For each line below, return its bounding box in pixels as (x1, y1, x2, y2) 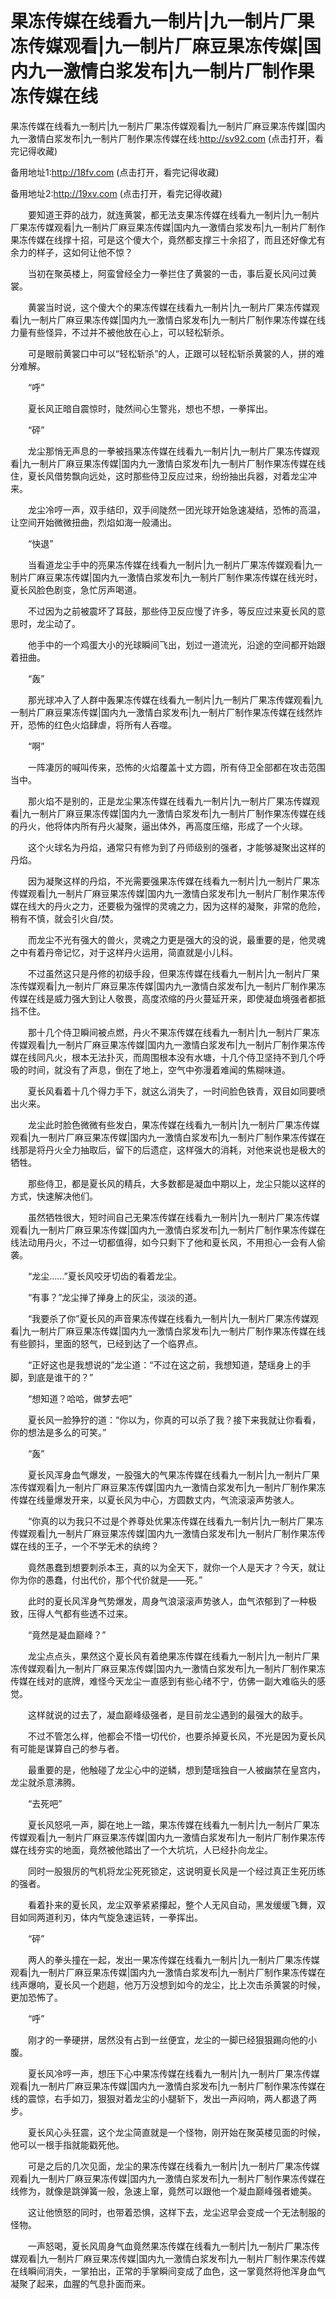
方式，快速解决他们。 (10, 1190, 98, 1202)
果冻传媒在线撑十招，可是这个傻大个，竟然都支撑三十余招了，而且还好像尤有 (10, 233, 326, 246)
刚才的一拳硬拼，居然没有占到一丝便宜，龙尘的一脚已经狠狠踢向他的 (27, 2033, 308, 2046)
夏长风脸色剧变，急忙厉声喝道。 (10, 583, 142, 596)
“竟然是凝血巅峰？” (27, 1628, 107, 1641)
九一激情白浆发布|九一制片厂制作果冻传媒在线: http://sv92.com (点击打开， (10, 132, 316, 144)
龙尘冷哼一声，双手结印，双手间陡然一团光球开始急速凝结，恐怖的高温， (27, 503, 326, 516)
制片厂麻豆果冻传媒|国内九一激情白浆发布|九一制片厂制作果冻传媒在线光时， (10, 571, 323, 583)
